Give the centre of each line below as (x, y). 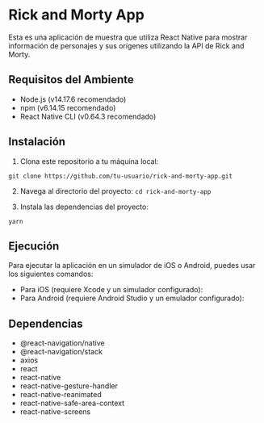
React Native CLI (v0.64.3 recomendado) (88, 116)
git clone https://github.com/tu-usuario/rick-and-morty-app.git (120, 176)
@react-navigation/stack (61, 352)
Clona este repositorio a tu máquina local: (89, 161)
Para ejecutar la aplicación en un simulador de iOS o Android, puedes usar (132, 266)
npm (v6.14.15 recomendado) (68, 107)
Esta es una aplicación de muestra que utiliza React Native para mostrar (128, 37)
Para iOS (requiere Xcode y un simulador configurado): (111, 290)
